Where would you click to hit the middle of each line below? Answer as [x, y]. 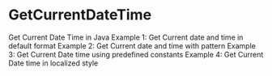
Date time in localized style [53, 63]
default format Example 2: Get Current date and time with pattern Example [132, 45]
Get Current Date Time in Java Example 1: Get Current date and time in [126, 37]
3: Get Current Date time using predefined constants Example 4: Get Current [136, 54]
